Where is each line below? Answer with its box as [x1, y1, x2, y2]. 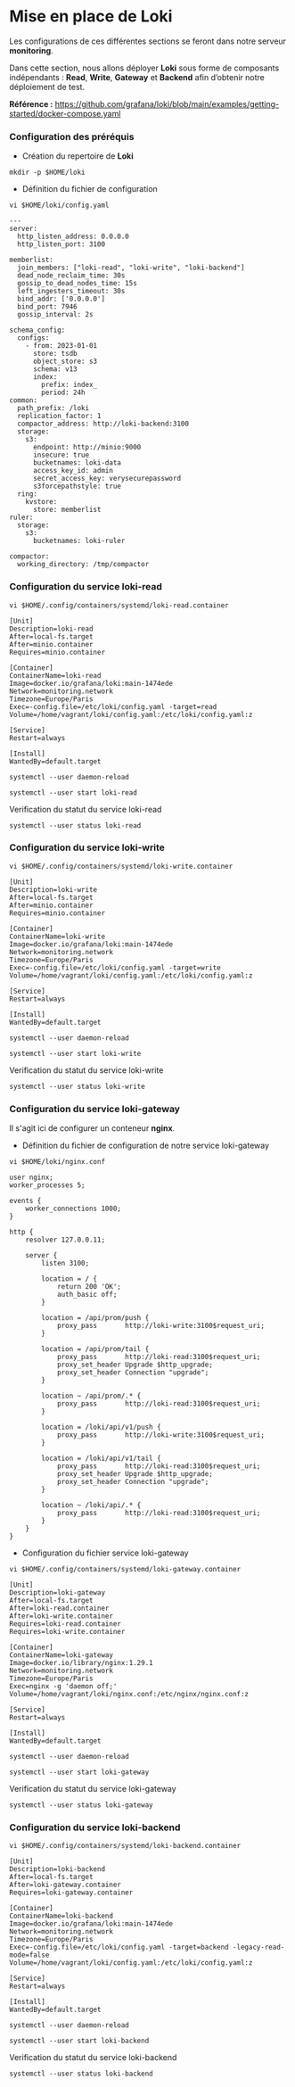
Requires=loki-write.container [9, 1628, 126, 1637]
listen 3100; [41, 1259, 90, 1268]
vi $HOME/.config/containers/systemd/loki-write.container [9, 862, 234, 870]
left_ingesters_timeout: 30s [17, 287, 126, 296]
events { [9, 1197, 42, 1206]
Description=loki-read [9, 624, 94, 633]
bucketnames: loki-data [32, 458, 122, 467]
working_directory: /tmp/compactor [17, 560, 150, 569]
